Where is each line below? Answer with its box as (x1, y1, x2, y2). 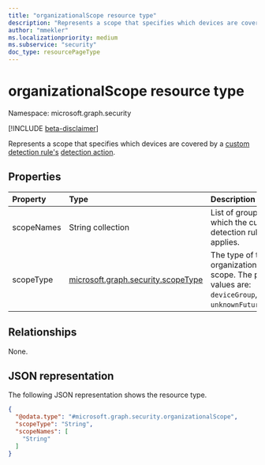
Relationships (8, 325, 77, 339)
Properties (8, 171, 62, 184)
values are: (210, 279, 252, 290)
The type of (210, 249, 254, 261)
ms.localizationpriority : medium (8, 33, 118, 42)
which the (210, 216, 247, 227)
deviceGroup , (210, 289, 258, 300)
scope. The (210, 269, 252, 280)
